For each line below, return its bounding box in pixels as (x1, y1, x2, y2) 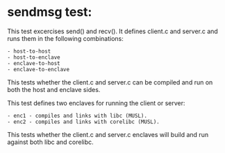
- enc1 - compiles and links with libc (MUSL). (7, 112, 148, 119)
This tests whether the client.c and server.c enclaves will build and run (7, 130, 209, 138)
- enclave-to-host (7, 60, 60, 66)
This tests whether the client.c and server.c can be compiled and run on (7, 78, 213, 87)
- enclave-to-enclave (7, 66, 70, 73)
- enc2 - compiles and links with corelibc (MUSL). (7, 118, 160, 125)
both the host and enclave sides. (7, 85, 101, 93)
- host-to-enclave (7, 53, 60, 61)
